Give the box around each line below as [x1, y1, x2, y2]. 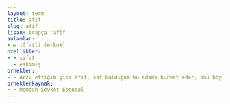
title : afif [7, 16, 41, 23]
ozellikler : [7, 49, 41, 55]
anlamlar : [7, 36, 36, 42]
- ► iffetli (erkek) [7, 42, 66, 49]
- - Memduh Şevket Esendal [7, 86, 84, 93]
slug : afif [7, 23, 38, 29]
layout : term [7, 10, 44, 17]
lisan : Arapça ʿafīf [7, 29, 66, 36]
